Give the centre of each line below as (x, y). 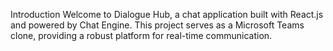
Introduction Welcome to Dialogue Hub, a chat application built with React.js (167, 14)
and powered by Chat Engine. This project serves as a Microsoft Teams (157, 25)
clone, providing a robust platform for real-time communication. (141, 35)
